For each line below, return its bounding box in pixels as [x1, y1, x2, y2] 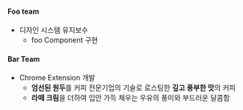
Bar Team [7, 54, 41, 63]
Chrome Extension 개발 [18, 73, 95, 83]
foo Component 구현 [30, 35, 98, 45]
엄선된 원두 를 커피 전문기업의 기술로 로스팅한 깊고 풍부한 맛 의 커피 [30, 83, 236, 92]
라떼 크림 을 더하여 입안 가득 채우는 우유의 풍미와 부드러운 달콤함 [30, 93, 230, 103]
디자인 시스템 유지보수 [18, 25, 89, 35]
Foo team [7, 6, 39, 16]
